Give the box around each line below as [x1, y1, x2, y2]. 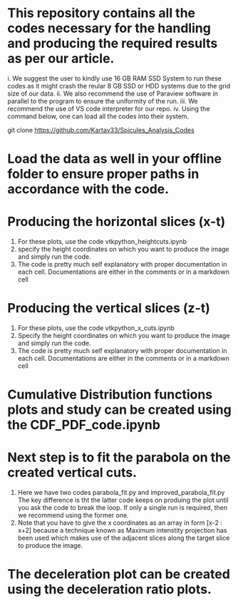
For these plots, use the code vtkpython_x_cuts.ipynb [17, 324, 175, 332]
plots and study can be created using [7, 401, 232, 418]
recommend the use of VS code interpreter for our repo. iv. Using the [7, 104, 210, 113]
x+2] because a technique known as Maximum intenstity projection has [17, 526, 227, 535]
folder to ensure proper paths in [7, 166, 200, 183]
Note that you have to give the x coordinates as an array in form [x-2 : [17, 518, 222, 527]
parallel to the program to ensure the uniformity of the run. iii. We [7, 96, 198, 105]
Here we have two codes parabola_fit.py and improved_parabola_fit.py [17, 488, 225, 497]
